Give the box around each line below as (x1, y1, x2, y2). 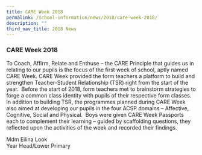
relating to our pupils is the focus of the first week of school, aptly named (6, 66, 188, 73)
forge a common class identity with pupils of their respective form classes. (6, 91, 192, 99)
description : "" (6, 20, 47, 26)
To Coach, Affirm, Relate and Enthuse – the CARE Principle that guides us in (6, 59, 194, 67)
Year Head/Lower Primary (6, 142, 71, 149)
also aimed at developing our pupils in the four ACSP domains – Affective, (6, 104, 189, 112)
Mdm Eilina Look (6, 136, 48, 143)
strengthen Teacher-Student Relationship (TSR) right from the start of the (6, 79, 189, 86)
